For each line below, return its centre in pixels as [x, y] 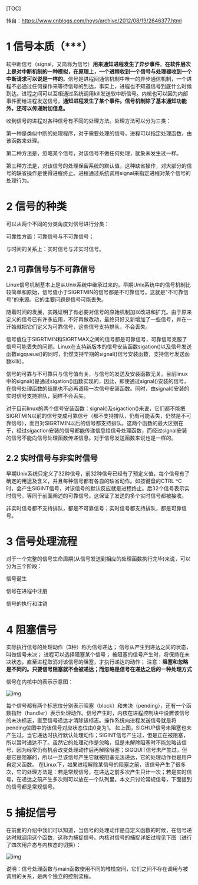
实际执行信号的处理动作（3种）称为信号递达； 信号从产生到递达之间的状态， [99, 647]
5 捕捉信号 [32, 813]
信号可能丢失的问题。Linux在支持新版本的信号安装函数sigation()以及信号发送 [99, 346]
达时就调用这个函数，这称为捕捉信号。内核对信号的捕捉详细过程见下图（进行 [99, 838]
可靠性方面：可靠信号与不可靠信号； [50, 236]
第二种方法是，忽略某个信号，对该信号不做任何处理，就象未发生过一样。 [94, 153]
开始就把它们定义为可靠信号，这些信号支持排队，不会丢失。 [78, 326]
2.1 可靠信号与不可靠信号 [51, 270]
